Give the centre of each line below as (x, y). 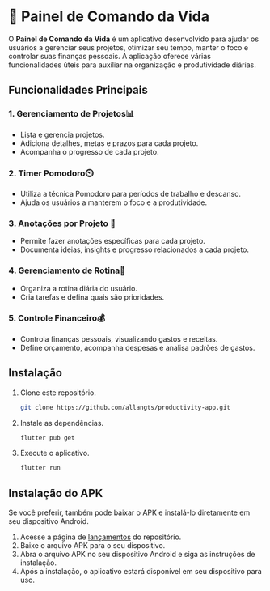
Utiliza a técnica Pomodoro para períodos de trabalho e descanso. (130, 193)
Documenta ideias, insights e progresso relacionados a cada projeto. (134, 249)
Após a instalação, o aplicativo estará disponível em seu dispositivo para (141, 572)
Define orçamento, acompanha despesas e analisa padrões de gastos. (137, 347)
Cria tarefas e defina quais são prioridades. (92, 297)
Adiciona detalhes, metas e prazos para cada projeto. (109, 143)
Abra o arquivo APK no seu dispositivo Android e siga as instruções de (137, 555)
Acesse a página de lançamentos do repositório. (101, 537)
